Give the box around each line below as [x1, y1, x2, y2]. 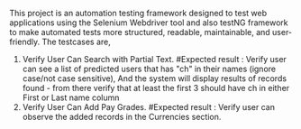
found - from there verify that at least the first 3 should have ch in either [22, 83, 290, 93]
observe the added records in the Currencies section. [22, 112, 222, 122]
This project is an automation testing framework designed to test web [9, 8, 268, 18]
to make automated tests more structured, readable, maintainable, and [9, 27, 270, 37]
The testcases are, [41, 36, 111, 47]
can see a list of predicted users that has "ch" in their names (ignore [22, 63, 277, 74]
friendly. [9, 36, 41, 47]
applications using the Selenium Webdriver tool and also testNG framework [9, 17, 288, 28]
